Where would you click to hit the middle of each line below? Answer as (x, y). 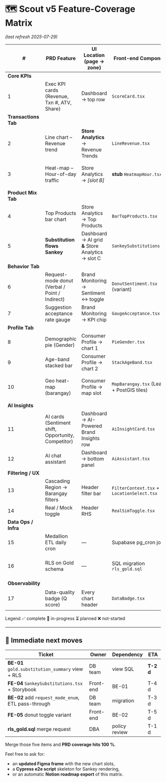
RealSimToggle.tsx (133, 511)
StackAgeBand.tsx (132, 362)
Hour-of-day (61, 174)
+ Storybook (22, 689)
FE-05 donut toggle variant (40, 715)
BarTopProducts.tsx (135, 216)
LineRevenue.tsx (131, 143)
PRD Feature (61, 58)
